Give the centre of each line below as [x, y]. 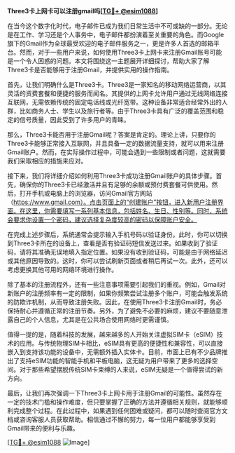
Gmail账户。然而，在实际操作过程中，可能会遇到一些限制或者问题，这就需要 [116, 152]
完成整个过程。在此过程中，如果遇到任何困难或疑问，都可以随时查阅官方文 [120, 411]
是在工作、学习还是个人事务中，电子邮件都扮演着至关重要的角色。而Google [116, 35]
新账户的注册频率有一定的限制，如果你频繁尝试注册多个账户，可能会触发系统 [117, 293]
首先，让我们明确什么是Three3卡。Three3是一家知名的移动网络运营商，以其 [117, 84]
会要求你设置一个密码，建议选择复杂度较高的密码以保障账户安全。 [102, 219]
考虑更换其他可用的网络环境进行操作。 [62, 270]
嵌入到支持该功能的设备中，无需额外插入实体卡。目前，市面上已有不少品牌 [114, 352]
